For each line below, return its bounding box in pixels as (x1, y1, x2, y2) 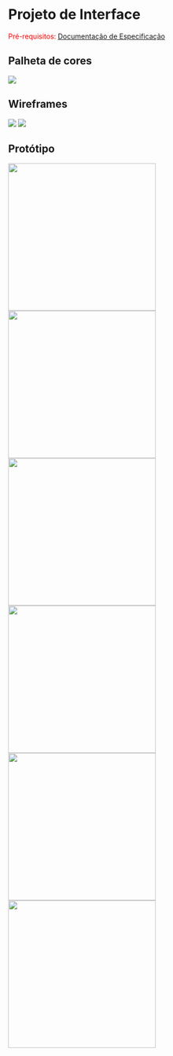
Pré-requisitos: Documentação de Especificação (8, 31, 165, 41)
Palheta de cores (8, 54, 93, 68)
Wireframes (8, 98, 68, 111)
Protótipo (8, 142, 55, 155)
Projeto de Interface (8, 6, 141, 24)
